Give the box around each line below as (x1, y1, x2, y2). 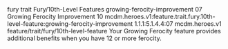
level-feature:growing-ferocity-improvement (7, 20, 133, 28)
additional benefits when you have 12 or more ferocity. (7, 34, 162, 42)
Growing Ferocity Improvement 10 (7, 12, 104, 20)
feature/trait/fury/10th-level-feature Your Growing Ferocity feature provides (7, 27, 221, 35)
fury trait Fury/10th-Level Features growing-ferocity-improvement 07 (7, 5, 202, 13)
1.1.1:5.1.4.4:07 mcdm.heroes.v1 (134, 20, 222, 28)
